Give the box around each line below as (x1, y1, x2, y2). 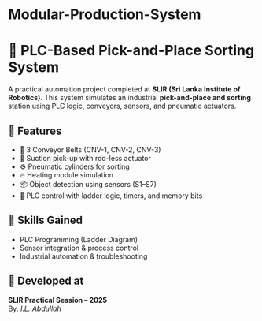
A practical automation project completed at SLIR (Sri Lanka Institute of (8, 84, 241, 94)
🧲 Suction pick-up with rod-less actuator (19, 153, 152, 162)
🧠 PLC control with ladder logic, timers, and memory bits (19, 191, 203, 200)
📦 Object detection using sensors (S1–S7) (19, 179, 157, 188)
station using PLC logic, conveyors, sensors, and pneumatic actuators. (8, 101, 237, 111)
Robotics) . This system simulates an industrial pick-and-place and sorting (8, 93, 252, 103)
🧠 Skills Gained (8, 214, 83, 227)
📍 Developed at (8, 274, 84, 288)
